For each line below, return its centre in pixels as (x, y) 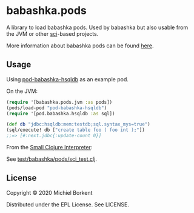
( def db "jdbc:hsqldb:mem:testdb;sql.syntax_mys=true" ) (78, 124)
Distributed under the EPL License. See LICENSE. (68, 205)
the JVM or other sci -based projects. (52, 33)
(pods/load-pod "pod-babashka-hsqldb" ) (57, 108)
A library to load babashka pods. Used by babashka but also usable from (97, 27)
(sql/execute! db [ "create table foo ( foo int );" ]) (76, 130)
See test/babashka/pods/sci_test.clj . (52, 159)
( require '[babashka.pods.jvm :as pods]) (59, 102)
